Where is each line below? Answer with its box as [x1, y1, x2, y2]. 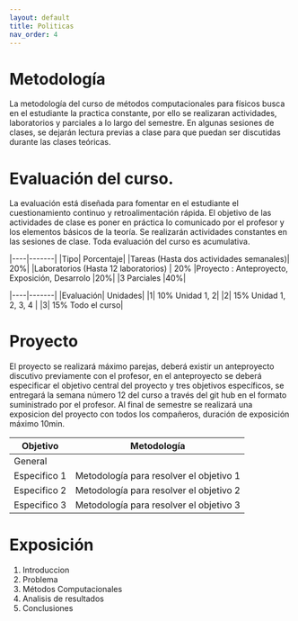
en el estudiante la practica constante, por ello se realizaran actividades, [9, 108, 277, 119]
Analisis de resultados [22, 593, 105, 604]
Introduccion [22, 564, 70, 576]
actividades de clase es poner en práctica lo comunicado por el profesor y [9, 217, 285, 228]
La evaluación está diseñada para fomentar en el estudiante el [9, 198, 240, 209]
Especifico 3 [13, 499, 67, 511]
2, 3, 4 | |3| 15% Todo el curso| [9, 300, 124, 310]
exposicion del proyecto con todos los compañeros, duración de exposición [9, 409, 290, 419]
